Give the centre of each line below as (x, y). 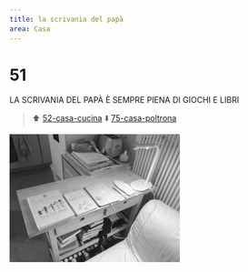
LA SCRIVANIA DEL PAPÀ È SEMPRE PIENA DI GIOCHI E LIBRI (124, 100)
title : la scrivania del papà (67, 19)
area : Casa (30, 29)
